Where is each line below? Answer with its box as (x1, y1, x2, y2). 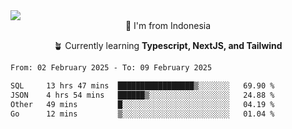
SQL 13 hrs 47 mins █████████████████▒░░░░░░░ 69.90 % (10, 80, 275, 91)
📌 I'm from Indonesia (124, 20, 212, 31)
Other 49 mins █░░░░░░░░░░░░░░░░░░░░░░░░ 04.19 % (10, 99, 275, 109)
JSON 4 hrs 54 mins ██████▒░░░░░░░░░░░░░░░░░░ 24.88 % (10, 90, 275, 100)
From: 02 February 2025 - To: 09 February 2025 (10, 63, 213, 73)
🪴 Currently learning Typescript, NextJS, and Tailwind (53, 40, 283, 51)
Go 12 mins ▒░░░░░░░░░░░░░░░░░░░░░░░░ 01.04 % (10, 109, 275, 119)
